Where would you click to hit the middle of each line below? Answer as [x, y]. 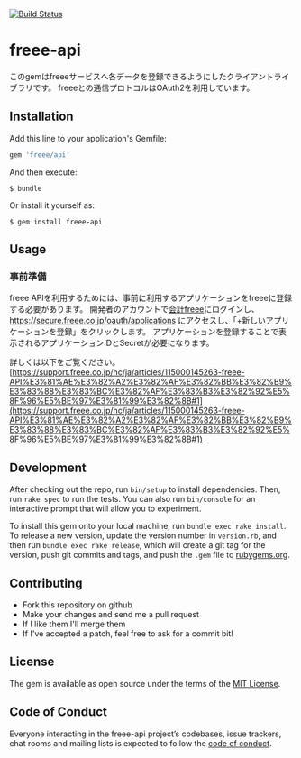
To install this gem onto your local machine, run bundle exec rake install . [148, 526]
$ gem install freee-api [56, 222]
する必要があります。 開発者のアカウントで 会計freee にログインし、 [134, 309]
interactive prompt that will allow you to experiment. [105, 508]
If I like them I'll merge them [74, 624]
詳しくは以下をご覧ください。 [64, 362]
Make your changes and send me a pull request [111, 614]
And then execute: [43, 172]
